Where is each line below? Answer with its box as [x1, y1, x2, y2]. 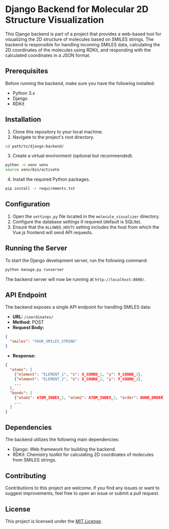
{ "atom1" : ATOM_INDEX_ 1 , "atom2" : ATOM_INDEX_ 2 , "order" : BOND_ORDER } [14, 395, 165, 401]
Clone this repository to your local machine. [12, 128, 103, 134]
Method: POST [12, 319, 44, 325]
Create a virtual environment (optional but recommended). [12, 153, 133, 159]
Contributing [5, 472, 46, 480]
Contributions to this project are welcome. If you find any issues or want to [5, 485, 160, 491]
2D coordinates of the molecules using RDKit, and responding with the [5, 47, 151, 53]
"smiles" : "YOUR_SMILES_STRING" [10, 339, 78, 344]
